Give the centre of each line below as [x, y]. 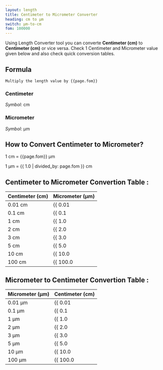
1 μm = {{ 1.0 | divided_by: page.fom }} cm [49, 166]
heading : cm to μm [24, 19]
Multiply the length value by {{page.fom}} [52, 81]
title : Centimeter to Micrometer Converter [52, 15]
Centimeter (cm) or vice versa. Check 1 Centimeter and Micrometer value [82, 48]
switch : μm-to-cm [23, 24]
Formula [18, 69]
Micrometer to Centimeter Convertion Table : [77, 280]
